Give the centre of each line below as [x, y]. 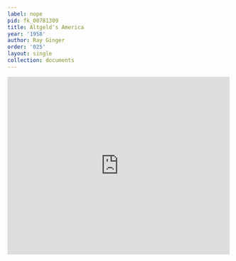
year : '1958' [27, 34]
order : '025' [27, 47]
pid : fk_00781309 [33, 21]
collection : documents [41, 60]
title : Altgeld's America [45, 27]
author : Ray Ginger [36, 41]
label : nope [25, 14]
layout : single [30, 54]
